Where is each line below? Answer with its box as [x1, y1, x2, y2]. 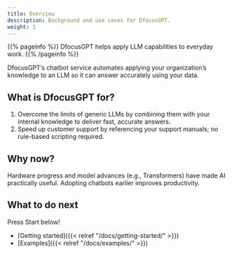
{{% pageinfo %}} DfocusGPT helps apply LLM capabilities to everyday [7, 43, 214, 51]
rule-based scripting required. [17, 133, 104, 141]
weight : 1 [7, 23, 36, 30]
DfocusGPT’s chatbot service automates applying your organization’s [7, 64, 207, 72]
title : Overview [7, 10, 55, 18]
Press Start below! [7, 218, 61, 226]
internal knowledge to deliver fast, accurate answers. [17, 117, 171, 126]
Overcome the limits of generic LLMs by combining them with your [17, 110, 210, 119]
